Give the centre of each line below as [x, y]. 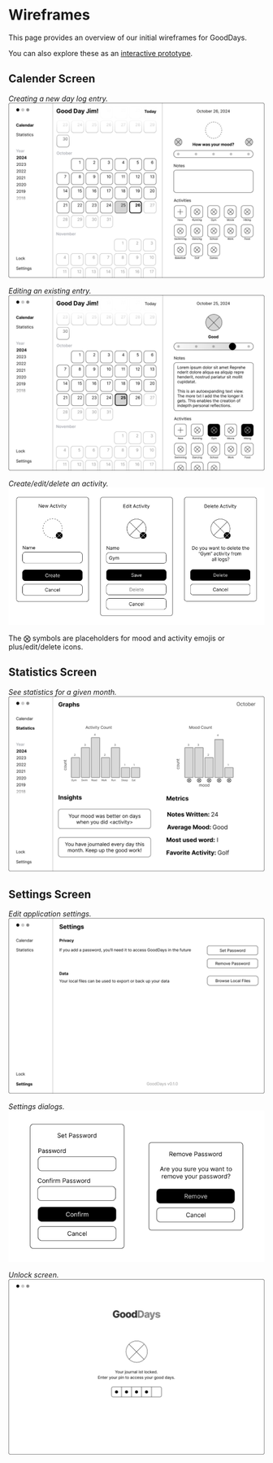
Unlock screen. [34, 1275]
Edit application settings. [50, 914]
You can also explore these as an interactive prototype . [101, 53]
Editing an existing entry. [50, 291]
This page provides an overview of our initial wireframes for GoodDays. [128, 37]
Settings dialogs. [37, 1106]
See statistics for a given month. [63, 692]
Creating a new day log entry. [58, 98]
